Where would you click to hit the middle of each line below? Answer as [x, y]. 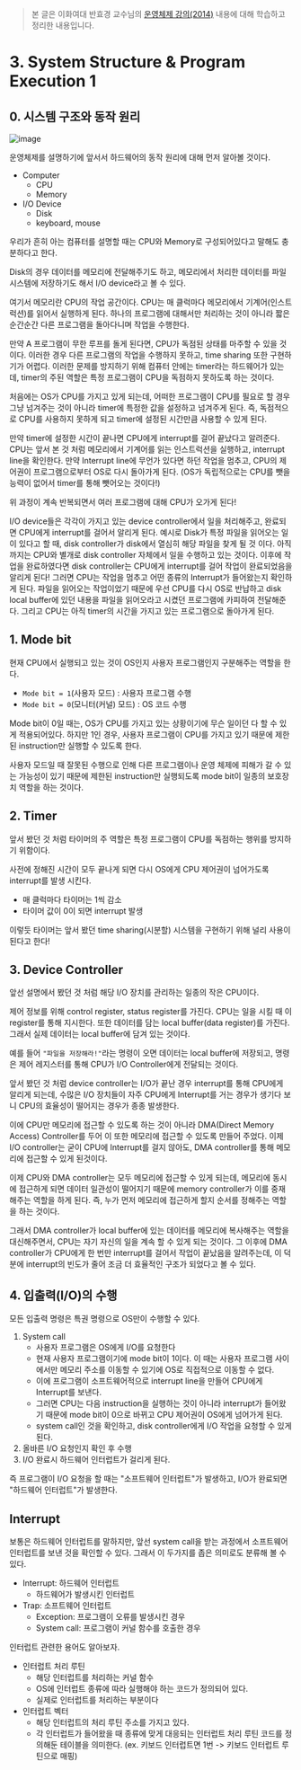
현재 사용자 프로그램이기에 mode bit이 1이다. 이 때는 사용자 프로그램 [154, 1358]
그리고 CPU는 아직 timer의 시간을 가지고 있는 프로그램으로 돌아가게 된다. [148, 611]
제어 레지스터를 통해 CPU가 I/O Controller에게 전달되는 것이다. [128, 1065]
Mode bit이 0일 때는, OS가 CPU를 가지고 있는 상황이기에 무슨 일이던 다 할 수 [143, 723]
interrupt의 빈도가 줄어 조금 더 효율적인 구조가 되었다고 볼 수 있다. [141, 1264]
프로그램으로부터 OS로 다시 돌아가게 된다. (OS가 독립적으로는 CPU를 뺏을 [161, 472]
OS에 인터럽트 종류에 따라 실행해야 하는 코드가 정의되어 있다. [142, 1689]
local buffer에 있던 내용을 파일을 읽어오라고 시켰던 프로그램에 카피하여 [133, 600]
